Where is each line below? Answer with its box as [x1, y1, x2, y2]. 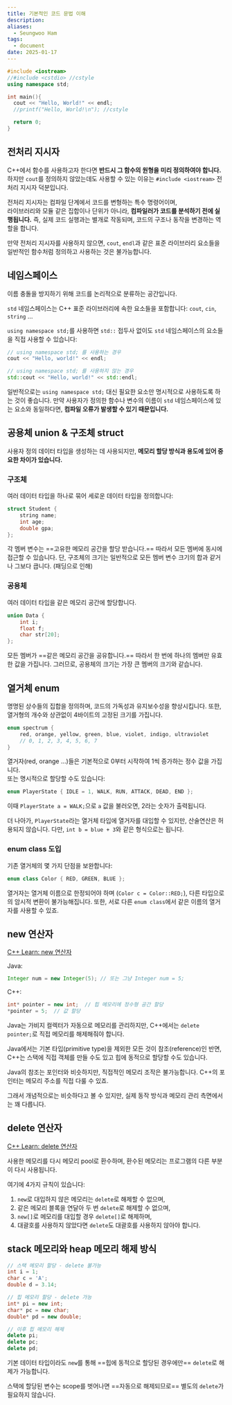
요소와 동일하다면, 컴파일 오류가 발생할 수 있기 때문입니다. [14, 405, 168, 413]
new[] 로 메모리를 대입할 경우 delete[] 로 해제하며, [17, 1212, 152, 1220]
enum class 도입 [7, 844, 62, 854]
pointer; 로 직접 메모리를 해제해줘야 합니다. [7, 1030, 125, 1038]
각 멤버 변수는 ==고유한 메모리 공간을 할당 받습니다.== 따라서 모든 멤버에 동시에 [7, 545, 223, 553]
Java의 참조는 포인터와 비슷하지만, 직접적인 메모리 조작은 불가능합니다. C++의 [7, 1068, 218, 1076]
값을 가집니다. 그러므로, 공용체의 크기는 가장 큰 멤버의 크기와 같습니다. [14, 660, 203, 668]
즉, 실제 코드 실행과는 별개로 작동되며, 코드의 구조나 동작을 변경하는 [33, 215, 215, 223]
